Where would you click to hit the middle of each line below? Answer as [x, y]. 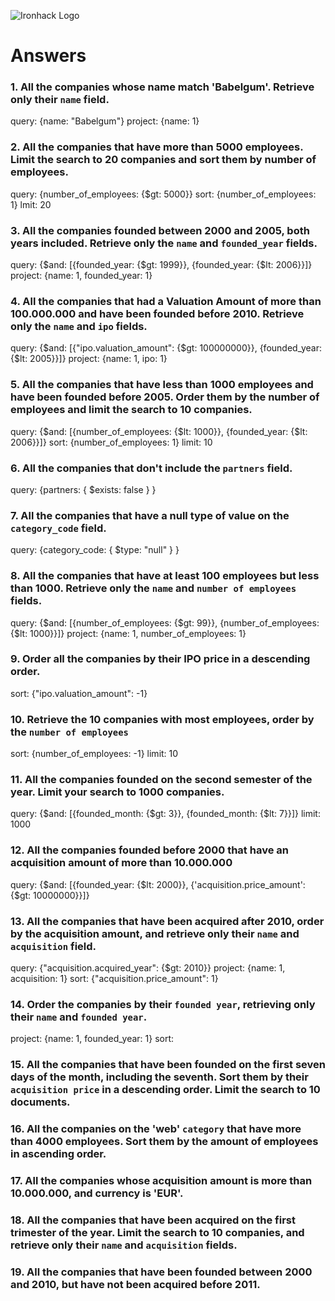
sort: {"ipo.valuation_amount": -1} [79, 693]
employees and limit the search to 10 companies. [131, 410]
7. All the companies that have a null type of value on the [150, 515]
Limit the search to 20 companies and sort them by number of [163, 160]
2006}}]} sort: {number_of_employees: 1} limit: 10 [111, 442]
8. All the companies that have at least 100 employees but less [165, 576]
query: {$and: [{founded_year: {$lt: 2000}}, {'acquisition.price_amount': [158, 884]
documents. [40, 1102]
